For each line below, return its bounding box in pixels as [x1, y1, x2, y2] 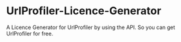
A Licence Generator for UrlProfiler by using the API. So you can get [6, 24, 176, 31]
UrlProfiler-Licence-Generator [6, 4, 162, 18]
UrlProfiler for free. [6, 30, 53, 37]
